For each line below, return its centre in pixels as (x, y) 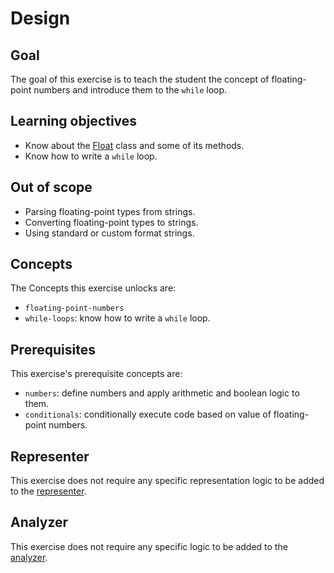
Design (40, 18)
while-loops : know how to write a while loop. (117, 318)
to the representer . (48, 491)
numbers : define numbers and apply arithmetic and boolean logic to (162, 393)
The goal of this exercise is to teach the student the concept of (140, 79)
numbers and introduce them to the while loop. (130, 90)
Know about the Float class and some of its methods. (134, 145)
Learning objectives (74, 121)
